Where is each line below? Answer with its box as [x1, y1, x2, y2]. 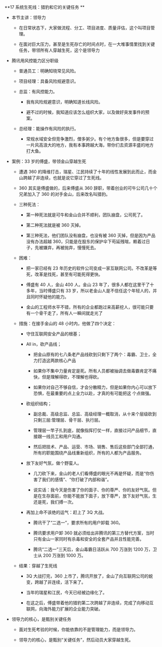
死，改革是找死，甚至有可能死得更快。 [26, 272, 103, 277]
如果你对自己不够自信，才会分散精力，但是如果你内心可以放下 [33, 384, 157, 390]
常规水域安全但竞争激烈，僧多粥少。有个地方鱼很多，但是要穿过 [26, 136, 154, 142]
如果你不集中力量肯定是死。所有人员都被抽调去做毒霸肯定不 [33, 368, 153, 374]
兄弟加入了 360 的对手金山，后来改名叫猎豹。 [18, 191, 110, 197]
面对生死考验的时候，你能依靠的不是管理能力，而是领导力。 [18, 627, 138, 632]
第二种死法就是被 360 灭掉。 [26, 222, 83, 228]
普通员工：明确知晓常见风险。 [18, 68, 79, 74]
